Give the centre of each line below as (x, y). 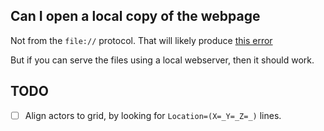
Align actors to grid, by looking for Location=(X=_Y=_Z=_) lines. (153, 115)
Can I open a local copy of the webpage (135, 16)
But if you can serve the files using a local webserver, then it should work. (162, 60)
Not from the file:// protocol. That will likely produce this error (141, 40)
